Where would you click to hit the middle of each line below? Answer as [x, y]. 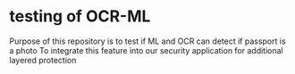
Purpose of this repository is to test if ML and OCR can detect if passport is [147, 41]
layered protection [43, 60]
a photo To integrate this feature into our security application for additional [146, 50]
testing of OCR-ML [80, 16]
